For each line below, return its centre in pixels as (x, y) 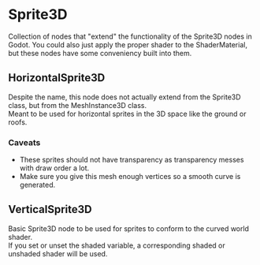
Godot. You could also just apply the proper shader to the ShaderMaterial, (128, 44)
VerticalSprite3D (50, 209)
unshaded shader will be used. (58, 253)
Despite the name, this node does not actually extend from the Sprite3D (125, 97)
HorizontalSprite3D (57, 78)
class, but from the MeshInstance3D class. (78, 105)
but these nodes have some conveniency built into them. (100, 53)
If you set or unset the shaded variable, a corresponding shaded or (117, 245)
